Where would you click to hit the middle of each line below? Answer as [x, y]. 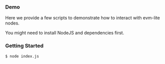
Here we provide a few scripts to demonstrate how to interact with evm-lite [83, 18]
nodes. [12, 23]
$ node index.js [22, 56]
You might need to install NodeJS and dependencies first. [65, 33]
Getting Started [24, 46]
